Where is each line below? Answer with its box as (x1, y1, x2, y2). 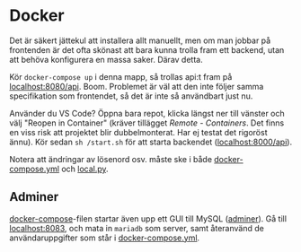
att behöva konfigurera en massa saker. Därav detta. (9, 54, 204, 65)
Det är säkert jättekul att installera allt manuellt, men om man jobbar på (9, 35, 271, 46)
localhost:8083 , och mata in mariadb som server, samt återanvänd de (9, 222, 265, 233)
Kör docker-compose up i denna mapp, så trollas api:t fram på (9, 71, 233, 82)
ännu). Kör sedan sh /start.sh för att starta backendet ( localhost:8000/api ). (9, 136, 293, 147)
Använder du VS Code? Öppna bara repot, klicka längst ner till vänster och (9, 108, 285, 118)
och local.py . (61, 163, 110, 174)
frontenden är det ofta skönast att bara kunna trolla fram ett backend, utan (9, 44, 285, 55)
